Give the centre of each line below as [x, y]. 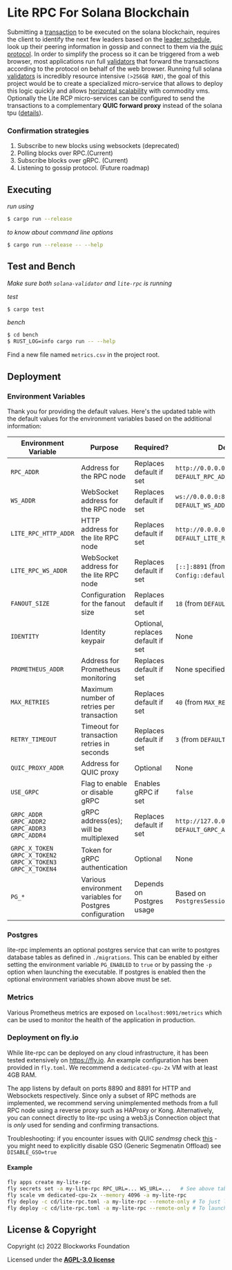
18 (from [188, 604]
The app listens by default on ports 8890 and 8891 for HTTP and [99, 1088]
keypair [93, 640]
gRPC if [146, 792]
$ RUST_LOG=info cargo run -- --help [61, 342]
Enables [147, 783]
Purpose [104, 447]
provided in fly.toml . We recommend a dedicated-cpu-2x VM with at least [113, 1067]
